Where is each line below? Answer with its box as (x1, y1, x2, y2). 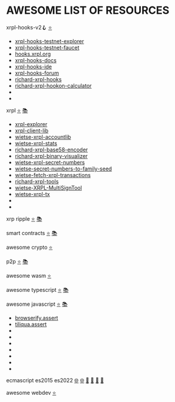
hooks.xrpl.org (14, 50, 51, 57)
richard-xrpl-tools (14, 178, 59, 185)
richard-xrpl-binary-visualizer (14, 152, 88, 159)
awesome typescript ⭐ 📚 (6, 286, 69, 293)
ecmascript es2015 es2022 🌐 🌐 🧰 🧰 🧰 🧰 (6, 376, 105, 383)
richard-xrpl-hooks (14, 75, 62, 83)
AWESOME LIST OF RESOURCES (6, 4, 170, 17)
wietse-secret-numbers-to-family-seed (14, 165, 112, 172)
